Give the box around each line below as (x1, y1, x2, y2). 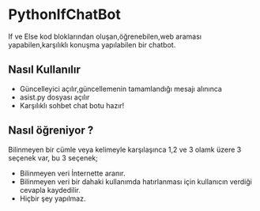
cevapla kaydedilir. (19, 185, 81, 194)
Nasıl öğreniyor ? (8, 124, 94, 138)
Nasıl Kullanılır (8, 63, 81, 77)
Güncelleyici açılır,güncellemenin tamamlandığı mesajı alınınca (19, 84, 223, 93)
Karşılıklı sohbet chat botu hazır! (19, 100, 125, 110)
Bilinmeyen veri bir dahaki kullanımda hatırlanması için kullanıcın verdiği (19, 176, 253, 187)
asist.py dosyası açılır (19, 92, 90, 102)
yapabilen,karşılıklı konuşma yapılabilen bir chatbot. (8, 40, 176, 49)
